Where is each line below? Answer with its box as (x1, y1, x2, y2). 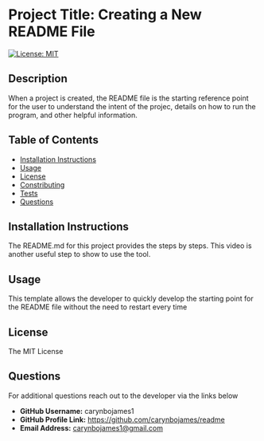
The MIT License (8, 347, 64, 356)
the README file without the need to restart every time (8, 302, 188, 312)
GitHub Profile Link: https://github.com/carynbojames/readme (19, 415, 225, 424)
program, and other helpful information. (8, 110, 138, 120)
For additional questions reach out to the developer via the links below (8, 391, 239, 400)
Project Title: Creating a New (8, 6, 203, 24)
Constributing (19, 179, 65, 189)
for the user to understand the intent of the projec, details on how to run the (8, 101, 256, 111)
